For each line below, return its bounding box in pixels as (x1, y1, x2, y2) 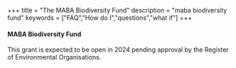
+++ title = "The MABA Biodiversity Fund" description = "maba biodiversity (7, 6, 227, 14)
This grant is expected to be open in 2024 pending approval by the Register (7, 45, 229, 54)
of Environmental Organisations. (7, 53, 102, 62)
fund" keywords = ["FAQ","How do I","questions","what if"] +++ (7, 13, 193, 22)
